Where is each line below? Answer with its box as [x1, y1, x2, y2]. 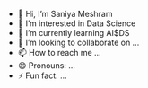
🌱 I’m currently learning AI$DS [17, 28, 130, 38]
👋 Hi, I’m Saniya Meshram [17, 9, 113, 19]
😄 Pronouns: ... [17, 60, 76, 71]
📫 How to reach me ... [17, 48, 101, 57]
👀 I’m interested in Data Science [17, 18, 136, 29]
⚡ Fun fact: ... [17, 70, 67, 81]
